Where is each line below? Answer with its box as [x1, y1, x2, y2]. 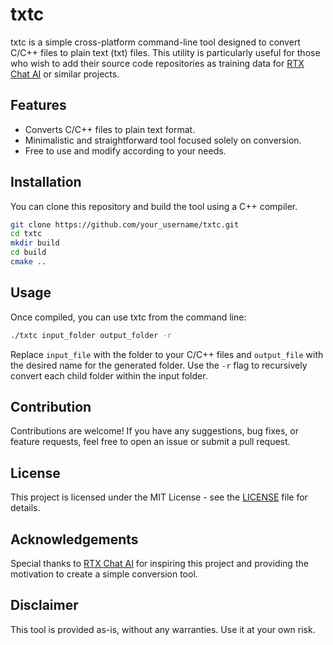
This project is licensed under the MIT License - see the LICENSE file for [10, 491, 308, 503]
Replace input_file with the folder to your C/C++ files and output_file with [10, 348, 324, 360]
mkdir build [10, 238, 60, 248]
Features [10, 97, 67, 114]
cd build [10, 248, 47, 258]
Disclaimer [10, 597, 79, 614]
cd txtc [10, 229, 43, 239]
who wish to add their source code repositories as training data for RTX [10, 57, 305, 69]
